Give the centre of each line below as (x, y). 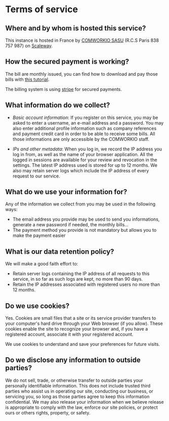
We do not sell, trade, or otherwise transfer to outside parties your (74, 380)
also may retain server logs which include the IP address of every (81, 170)
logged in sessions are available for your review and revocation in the (85, 160)
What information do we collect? (58, 105)
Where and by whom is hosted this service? (76, 28)
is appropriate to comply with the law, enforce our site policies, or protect (81, 407)
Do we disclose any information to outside (73, 360)
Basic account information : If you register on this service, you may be (85, 117)
